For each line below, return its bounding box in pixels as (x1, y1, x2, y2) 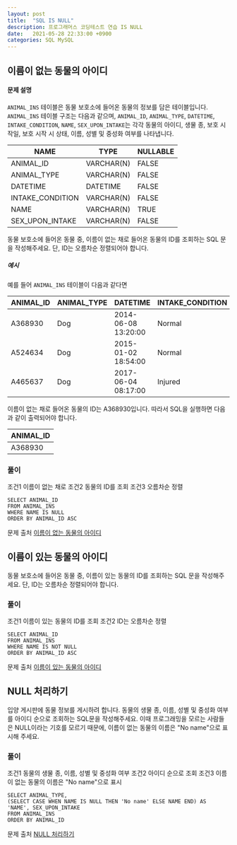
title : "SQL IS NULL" (7, 17, 74, 24)
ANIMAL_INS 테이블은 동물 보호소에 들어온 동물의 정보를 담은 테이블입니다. (7, 103, 208, 111)
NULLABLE (137, 146, 175, 156)
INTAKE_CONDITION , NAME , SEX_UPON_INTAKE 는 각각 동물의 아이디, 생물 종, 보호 (7, 120, 219, 129)
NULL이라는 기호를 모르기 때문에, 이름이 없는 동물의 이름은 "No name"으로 (14, 723, 221, 732)
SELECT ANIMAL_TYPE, (7, 792, 68, 799)
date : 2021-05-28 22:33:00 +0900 (7, 30, 112, 37)
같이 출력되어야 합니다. (14, 413, 78, 421)
